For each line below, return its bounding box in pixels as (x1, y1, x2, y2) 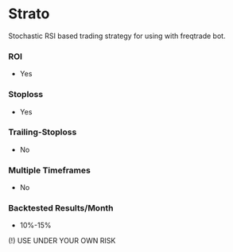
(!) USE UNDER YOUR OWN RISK (8, 236, 116, 246)
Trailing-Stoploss (8, 126, 77, 138)
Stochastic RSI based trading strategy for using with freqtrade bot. (8, 31, 226, 41)
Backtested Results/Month (8, 203, 114, 214)
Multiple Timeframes (8, 165, 91, 176)
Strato (8, 5, 50, 23)
